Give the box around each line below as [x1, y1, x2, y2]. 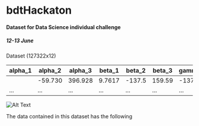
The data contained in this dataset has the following [6, 112, 133, 119]
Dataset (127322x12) [6, 52, 56, 59]
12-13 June [6, 37, 34, 45]
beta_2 [126, 66, 146, 74]
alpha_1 [9, 66, 32, 74]
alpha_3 [69, 66, 92, 74]
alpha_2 [38, 66, 62, 74]
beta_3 [153, 66, 173, 74]
